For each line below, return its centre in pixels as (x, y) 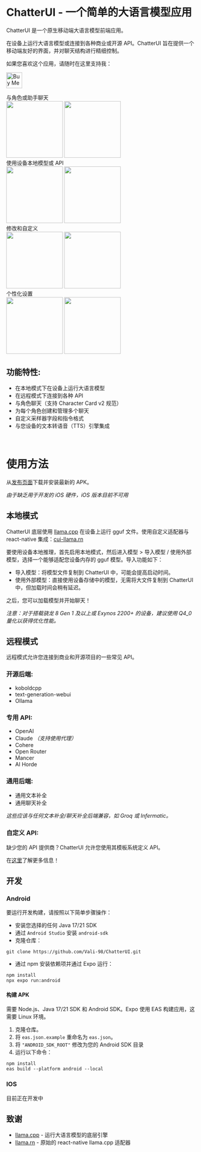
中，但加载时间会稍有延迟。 (49, 587)
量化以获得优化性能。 (32, 621)
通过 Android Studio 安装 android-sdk (61, 933)
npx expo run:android (33, 981)
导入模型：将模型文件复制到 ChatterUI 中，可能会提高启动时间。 (94, 572)
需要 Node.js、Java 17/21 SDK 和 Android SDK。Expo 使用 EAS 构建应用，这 (101, 1009)
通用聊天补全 (31, 803)
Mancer (25, 758)
